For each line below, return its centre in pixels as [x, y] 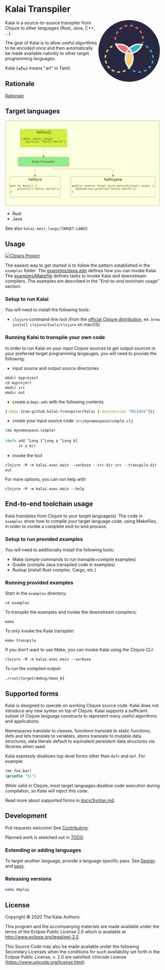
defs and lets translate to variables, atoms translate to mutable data [73, 736]
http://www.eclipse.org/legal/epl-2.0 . [42, 937]
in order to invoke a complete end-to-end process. [56, 526]
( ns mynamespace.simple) [30, 431]
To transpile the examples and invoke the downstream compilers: [71, 612]
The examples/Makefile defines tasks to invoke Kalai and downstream [76, 276]
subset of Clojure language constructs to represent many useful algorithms [81, 716]
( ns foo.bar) [18, 771]
